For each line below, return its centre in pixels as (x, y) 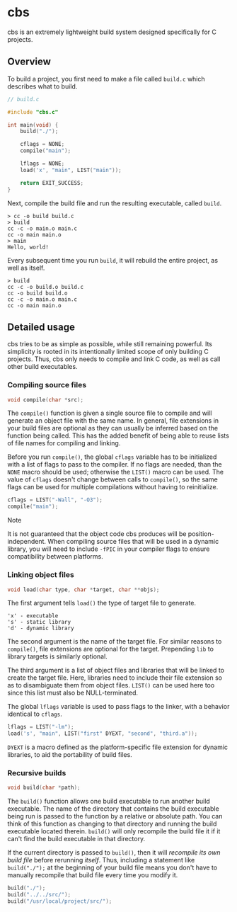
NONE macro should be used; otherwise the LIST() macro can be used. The (116, 472)
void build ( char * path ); (44, 788)
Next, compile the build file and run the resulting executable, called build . (115, 203)
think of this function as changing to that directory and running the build (112, 824)
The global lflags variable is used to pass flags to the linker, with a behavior (118, 707)
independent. (27, 542)
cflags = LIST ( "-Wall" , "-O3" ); (55, 500)
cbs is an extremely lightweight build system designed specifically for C (112, 32)
